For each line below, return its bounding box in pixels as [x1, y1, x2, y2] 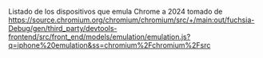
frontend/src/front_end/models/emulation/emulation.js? [8, 32, 191, 41]
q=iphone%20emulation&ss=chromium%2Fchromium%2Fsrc [8, 41, 211, 50]
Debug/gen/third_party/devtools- [8, 24, 118, 33]
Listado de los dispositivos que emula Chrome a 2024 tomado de [8, 7, 223, 16]
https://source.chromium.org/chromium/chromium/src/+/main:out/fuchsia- [8, 15, 255, 25]
